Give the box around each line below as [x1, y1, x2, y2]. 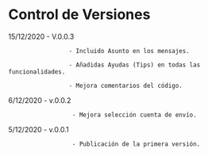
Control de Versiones [8, 6, 151, 24]
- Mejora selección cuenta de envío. [71, 111, 197, 119]
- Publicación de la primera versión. [71, 140, 201, 148]
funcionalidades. [8, 67, 66, 76]
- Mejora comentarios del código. [68, 82, 183, 89]
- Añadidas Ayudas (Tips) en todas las [68, 61, 201, 69]
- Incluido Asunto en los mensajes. [68, 47, 191, 55]
